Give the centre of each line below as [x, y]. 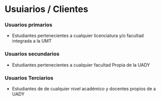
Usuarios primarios [29, 25]
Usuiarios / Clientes [46, 9]
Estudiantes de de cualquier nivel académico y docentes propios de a [84, 89]
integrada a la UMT [32, 41]
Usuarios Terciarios [29, 77]
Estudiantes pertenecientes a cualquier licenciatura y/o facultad [78, 35]
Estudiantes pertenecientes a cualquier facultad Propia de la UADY [81, 65]
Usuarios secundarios [32, 54]
